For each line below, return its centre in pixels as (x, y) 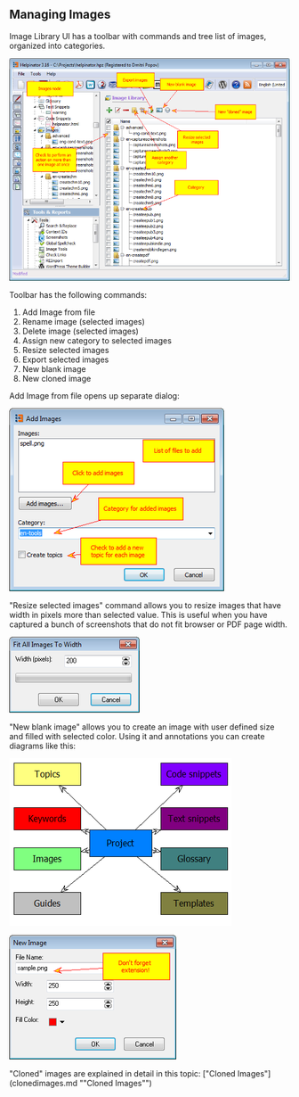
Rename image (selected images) (83, 321)
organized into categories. (57, 45)
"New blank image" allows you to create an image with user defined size (142, 727)
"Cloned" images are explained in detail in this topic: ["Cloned (122, 1073)
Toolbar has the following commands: (78, 294)
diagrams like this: (43, 746)
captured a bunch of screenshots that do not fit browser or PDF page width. (148, 624)
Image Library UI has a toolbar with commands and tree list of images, (138, 36)
